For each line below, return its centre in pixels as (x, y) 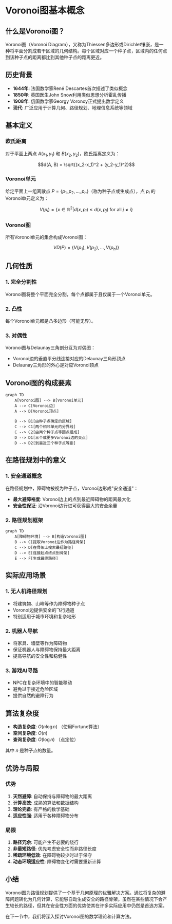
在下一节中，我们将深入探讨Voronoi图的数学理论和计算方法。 (70, 916)
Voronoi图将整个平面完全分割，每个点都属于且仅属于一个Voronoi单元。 (80, 294)
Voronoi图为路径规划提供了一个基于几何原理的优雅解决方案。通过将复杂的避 (85, 893)
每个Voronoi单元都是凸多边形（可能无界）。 (51, 321)
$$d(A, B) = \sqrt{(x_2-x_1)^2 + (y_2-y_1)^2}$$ (86, 164)
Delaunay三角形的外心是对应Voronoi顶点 (56, 365)
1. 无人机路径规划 (26, 592)
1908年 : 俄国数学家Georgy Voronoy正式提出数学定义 (68, 101)
